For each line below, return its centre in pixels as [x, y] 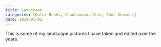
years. [12, 39]
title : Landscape [24, 10]
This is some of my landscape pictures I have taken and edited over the [81, 34]
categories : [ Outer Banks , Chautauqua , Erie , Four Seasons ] [71, 15]
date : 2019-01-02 [24, 19]
